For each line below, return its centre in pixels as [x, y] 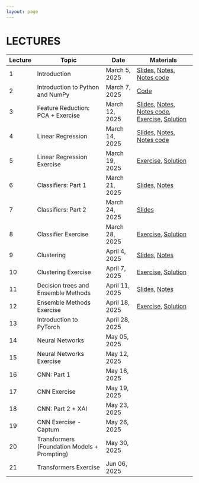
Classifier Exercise [63, 234]
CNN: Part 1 [54, 374]
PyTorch [49, 327]
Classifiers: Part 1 [62, 185]
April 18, [118, 302]
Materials [164, 60]
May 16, [117, 371]
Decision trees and [63, 285]
